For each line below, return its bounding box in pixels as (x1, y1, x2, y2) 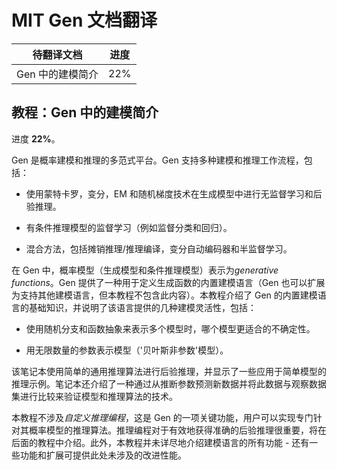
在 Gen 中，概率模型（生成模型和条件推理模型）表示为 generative (11, 264, 279, 276)
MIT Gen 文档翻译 (11, 9, 158, 32)
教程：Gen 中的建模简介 (11, 104, 159, 121)
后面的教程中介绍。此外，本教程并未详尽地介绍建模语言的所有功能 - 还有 (11, 436, 310, 448)
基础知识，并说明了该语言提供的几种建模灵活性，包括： (28, 301, 257, 313)
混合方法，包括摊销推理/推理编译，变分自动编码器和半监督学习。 (25, 242, 293, 255)
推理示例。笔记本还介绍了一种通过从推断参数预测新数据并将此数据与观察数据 (11, 377, 327, 390)
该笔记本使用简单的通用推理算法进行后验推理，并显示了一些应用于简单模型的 (11, 365, 327, 377)
